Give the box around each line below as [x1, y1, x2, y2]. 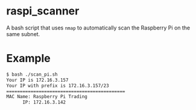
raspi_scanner [6, 4, 80, 18]
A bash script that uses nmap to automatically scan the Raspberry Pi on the [6, 24, 191, 31]
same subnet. [6, 30, 40, 37]
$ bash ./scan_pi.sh [6, 71, 58, 78]
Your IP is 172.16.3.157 [6, 77, 69, 83]
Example [6, 52, 51, 66]
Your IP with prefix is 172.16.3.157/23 [6, 82, 110, 88]
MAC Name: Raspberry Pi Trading [6, 94, 87, 100]
